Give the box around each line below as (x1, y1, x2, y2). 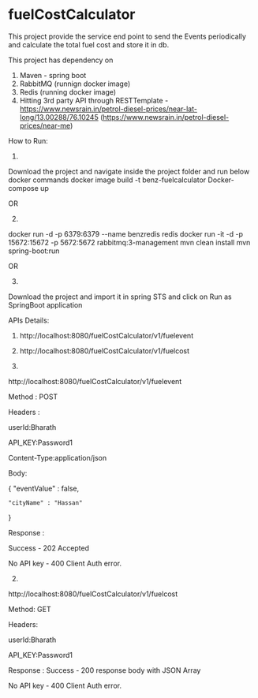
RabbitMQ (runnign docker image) (19, 79, 131, 88)
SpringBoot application (8, 300, 83, 309)
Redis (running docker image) (19, 87, 117, 96)
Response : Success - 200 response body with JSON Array (8, 665, 201, 675)
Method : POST (8, 392, 58, 401)
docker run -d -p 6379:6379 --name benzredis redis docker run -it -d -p (8, 229, 243, 238)
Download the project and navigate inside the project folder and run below (8, 166, 250, 176)
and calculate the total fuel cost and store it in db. (8, 39, 170, 49)
